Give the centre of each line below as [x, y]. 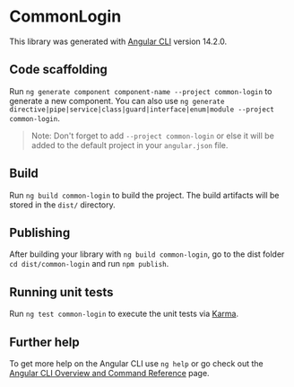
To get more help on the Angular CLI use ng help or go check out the [136, 364]
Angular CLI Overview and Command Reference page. [109, 373]
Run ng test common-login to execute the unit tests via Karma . [124, 314]
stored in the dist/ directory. [63, 205]
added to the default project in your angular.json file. [130, 145]
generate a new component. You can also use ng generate [117, 101]
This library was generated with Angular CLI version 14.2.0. [118, 41]
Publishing [40, 232]
